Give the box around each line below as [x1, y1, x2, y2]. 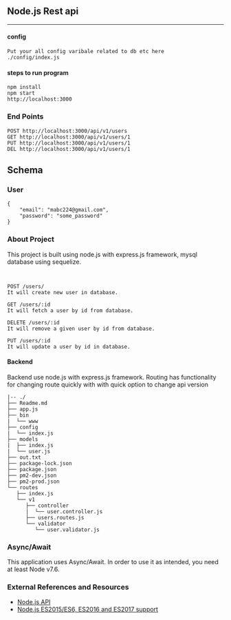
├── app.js [7, 406, 38, 413]
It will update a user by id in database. [7, 343, 131, 350]
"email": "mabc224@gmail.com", [19, 207, 109, 214]
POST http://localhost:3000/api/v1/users [7, 127, 128, 134]
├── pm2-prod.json [7, 478, 60, 485]
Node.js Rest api [7, 6, 79, 17]
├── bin [7, 411, 30, 419]
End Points [7, 112, 44, 121]
